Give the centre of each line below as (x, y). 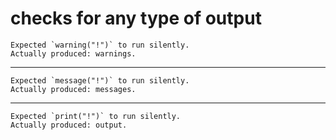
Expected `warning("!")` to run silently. (100, 45)
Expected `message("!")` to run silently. (100, 80)
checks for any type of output (136, 18)
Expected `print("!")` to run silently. (96, 116)
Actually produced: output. (69, 125)
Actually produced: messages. (73, 89)
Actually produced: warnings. (73, 53)
